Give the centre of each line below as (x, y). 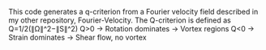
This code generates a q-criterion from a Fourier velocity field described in (133, 12)
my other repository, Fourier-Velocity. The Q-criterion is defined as (120, 20)
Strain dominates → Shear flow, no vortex (78, 37)
